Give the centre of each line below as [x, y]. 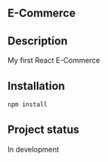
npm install [27, 104]
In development [33, 149]
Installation [36, 85]
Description [37, 41]
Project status [44, 130]
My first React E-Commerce [54, 61]
